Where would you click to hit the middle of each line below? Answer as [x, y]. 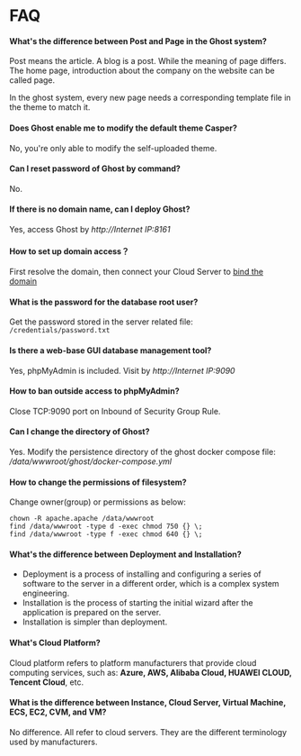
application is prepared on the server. [92, 613]
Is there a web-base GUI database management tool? [111, 351]
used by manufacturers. [53, 742]
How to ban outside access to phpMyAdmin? [94, 391]
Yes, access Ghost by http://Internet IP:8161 [90, 229]
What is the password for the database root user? [104, 302]
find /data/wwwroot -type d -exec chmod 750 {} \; [106, 527]
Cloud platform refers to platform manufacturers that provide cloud [133, 662]
